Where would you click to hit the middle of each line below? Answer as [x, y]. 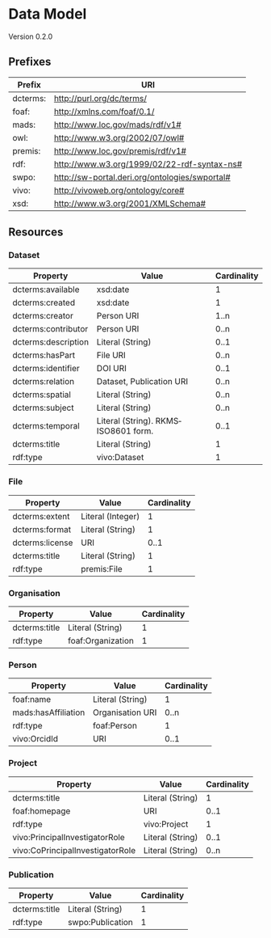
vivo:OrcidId [35, 739]
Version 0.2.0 [31, 36]
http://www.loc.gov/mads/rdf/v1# [117, 125]
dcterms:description [51, 342]
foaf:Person [115, 726]
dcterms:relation [44, 382]
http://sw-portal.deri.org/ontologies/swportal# [142, 177]
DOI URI [111, 369]
